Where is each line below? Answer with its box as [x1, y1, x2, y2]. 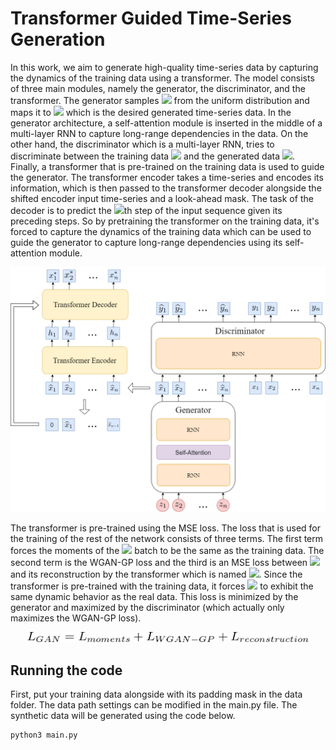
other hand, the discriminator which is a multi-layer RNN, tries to [10, 138, 275, 150]
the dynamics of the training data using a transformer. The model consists [10, 72, 315, 84]
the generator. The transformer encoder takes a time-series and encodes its [10, 171, 324, 183]
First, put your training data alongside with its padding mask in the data [10, 688, 303, 701]
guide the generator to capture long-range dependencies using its [10, 236, 283, 248]
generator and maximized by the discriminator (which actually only [10, 601, 285, 613]
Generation [10, 28, 106, 51]
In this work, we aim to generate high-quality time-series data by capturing [10, 61, 319, 73]
